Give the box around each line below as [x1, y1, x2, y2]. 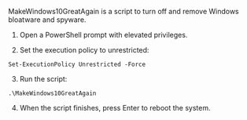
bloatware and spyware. [8, 15, 87, 24]
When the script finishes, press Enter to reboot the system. [19, 104, 211, 112]
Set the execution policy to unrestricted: [19, 45, 149, 54]
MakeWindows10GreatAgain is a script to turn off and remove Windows [8, 7, 240, 16]
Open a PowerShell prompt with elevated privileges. [19, 31, 188, 39]
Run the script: [19, 75, 68, 83]
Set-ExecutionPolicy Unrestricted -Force [8, 60, 146, 68]
